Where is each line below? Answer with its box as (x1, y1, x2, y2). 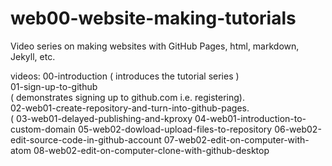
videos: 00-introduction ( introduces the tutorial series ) (10, 70, 240, 82)
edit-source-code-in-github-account (10, 133, 162, 146)
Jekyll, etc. (10, 50, 56, 62)
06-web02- (274, 123, 322, 135)
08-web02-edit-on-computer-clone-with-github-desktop (33, 144, 270, 156)
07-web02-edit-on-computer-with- (163, 133, 310, 146)
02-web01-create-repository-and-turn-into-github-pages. (10, 102, 250, 114)
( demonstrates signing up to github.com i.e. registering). (10, 91, 245, 103)
